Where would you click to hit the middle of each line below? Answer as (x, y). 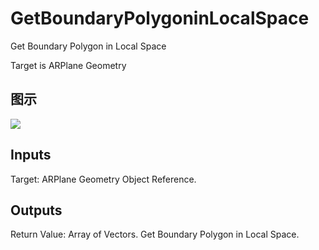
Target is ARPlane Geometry (68, 65)
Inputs (31, 155)
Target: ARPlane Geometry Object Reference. (103, 179)
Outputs (36, 210)
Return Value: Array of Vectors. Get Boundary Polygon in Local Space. (155, 234)
